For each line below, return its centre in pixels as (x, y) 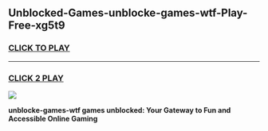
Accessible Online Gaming (53, 118)
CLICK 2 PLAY (36, 78)
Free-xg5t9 (37, 26)
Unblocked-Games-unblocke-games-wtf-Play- (128, 13)
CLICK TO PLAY (39, 48)
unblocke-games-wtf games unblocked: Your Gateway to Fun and (120, 110)
